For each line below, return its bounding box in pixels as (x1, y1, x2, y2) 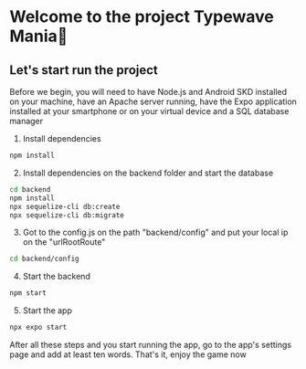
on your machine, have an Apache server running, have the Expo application (9, 96, 297, 107)
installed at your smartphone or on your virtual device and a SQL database (9, 106, 290, 116)
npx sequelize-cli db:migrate (9, 210, 125, 220)
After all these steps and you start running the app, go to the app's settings (9, 340, 292, 350)
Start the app (22, 305, 73, 316)
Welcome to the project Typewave (9, 6, 274, 27)
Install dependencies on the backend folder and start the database (22, 167, 274, 178)
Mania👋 (9, 26, 69, 47)
